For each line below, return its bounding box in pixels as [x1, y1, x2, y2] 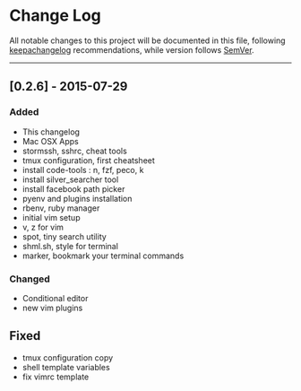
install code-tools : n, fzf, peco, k [21, 164, 144, 175]
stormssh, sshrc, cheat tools [21, 145, 127, 156]
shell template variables [21, 361, 110, 372]
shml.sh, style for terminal [21, 240, 119, 251]
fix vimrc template [21, 371, 90, 382]
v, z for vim [21, 222, 64, 232]
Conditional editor [21, 292, 89, 303]
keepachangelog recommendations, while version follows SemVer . [9, 44, 254, 55]
